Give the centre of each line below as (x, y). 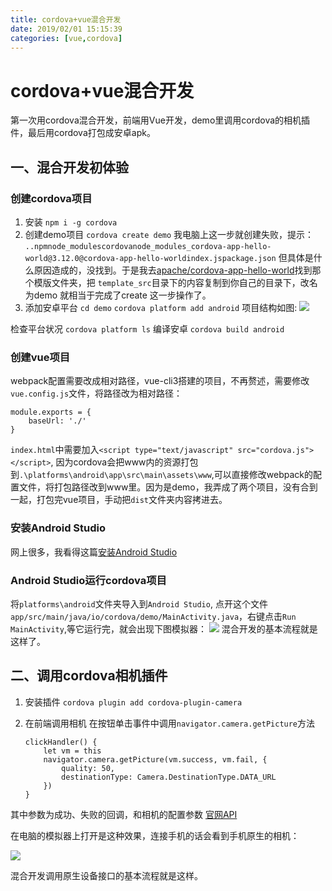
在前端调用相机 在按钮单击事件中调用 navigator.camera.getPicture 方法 (170, 723)
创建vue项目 (40, 357)
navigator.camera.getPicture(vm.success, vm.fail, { (155, 759)
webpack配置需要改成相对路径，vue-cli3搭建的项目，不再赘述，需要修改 (160, 381)
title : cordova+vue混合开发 (66, 19)
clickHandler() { (61, 742)
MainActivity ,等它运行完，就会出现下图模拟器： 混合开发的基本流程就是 (164, 628)
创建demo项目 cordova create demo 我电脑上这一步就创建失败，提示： (169, 234)
